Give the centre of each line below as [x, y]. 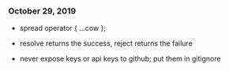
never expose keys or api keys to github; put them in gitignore [120, 59]
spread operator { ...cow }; [63, 28]
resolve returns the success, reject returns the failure [106, 43]
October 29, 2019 [42, 11]
